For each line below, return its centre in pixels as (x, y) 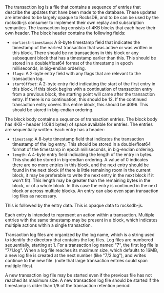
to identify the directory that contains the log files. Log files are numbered (79, 240)
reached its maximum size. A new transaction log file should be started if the (82, 280)
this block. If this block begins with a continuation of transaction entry (82, 89)
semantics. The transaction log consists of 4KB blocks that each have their (80, 28)
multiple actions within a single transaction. (49, 225)
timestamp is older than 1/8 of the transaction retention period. (68, 285)
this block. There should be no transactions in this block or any (75, 53)
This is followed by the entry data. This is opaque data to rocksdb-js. (74, 205)
